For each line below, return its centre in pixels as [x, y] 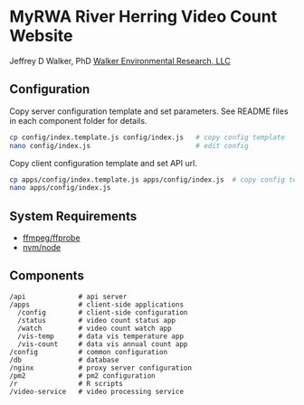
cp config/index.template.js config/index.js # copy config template [147, 137]
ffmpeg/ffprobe [51, 238]
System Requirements [73, 216]
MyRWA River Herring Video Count [143, 17]
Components [47, 276]
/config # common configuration [89, 352]
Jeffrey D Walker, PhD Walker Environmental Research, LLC [120, 61]
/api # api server [68, 297]
